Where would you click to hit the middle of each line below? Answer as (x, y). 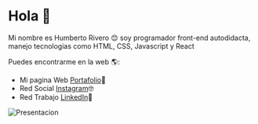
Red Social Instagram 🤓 (56, 88)
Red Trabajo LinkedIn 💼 (56, 97)
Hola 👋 (29, 16)
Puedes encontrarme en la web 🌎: (64, 61)
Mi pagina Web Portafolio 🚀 (62, 80)
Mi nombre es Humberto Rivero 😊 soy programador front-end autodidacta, (129, 38)
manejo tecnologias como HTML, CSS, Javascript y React (101, 46)
